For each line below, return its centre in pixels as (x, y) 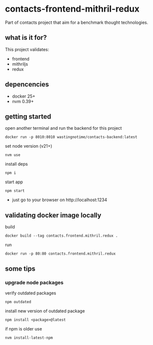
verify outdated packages (31, 293)
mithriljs (20, 64)
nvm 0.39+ (23, 101)
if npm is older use (23, 328)
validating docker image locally (53, 215)
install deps (16, 164)
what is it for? (26, 38)
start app (14, 182)
